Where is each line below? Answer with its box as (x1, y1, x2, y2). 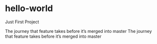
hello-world (5, 3, 53, 14)
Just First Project (5, 19, 39, 25)
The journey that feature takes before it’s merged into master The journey (5, 28, 152, 34)
